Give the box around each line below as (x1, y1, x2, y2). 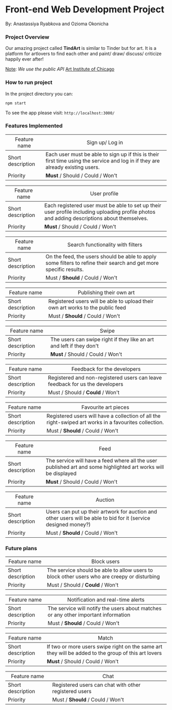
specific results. (45, 266, 84, 273)
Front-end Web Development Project (5, 4, 165, 15)
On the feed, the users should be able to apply (45, 253, 157, 260)
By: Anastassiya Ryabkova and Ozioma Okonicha (5, 21, 109, 27)
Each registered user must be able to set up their (44, 202, 161, 209)
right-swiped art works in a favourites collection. (46, 418, 164, 426)
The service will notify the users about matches (48, 605, 162, 612)
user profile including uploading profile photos (44, 208, 156, 215)
